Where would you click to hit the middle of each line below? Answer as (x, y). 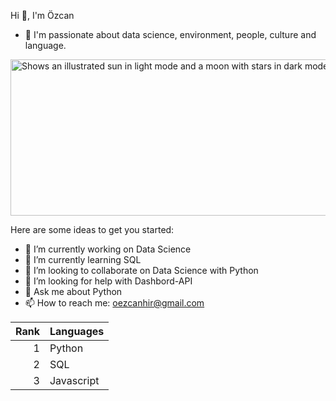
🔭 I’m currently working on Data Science (108, 249)
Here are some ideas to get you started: (92, 229)
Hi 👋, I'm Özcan (42, 15)
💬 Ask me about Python (73, 291)
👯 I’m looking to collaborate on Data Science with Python (141, 270)
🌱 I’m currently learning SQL (83, 259)
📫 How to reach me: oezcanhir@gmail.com (114, 303)
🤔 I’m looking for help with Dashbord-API (108, 281)
